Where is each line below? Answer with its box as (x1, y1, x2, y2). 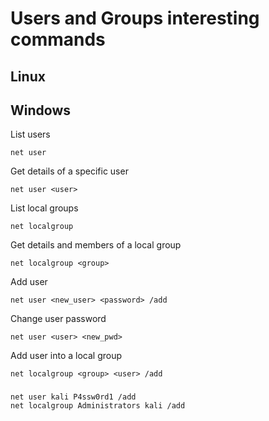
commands (10, 28, 106, 51)
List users (10, 128, 51, 141)
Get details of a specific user (10, 165, 129, 177)
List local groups (10, 202, 79, 214)
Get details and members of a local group (10, 239, 182, 251)
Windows (10, 102, 71, 119)
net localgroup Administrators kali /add (10, 401, 186, 411)
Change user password (10, 313, 107, 325)
